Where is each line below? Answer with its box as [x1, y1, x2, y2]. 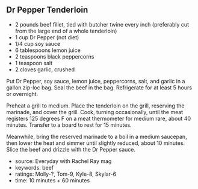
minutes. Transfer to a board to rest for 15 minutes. [6, 121, 132, 129]
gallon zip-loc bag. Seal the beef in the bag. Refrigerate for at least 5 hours [6, 84, 193, 91]
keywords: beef [14, 164, 54, 171]
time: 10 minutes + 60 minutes [14, 176, 90, 184]
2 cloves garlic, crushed [14, 66, 75, 73]
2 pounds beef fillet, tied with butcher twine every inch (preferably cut [14, 21, 190, 28]
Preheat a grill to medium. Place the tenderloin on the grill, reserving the [6, 102, 185, 109]
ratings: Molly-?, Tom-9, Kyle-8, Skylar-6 [14, 170, 117, 178]
